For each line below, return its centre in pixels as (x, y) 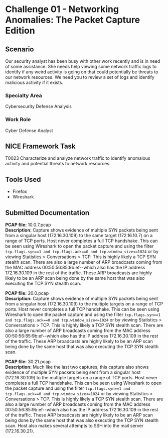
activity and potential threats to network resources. (58, 164)
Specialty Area (24, 95)
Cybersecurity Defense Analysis (38, 106)
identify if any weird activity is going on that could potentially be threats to (82, 72)
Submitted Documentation (47, 213)
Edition (20, 31)
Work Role (18, 120)
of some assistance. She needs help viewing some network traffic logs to (81, 67)
